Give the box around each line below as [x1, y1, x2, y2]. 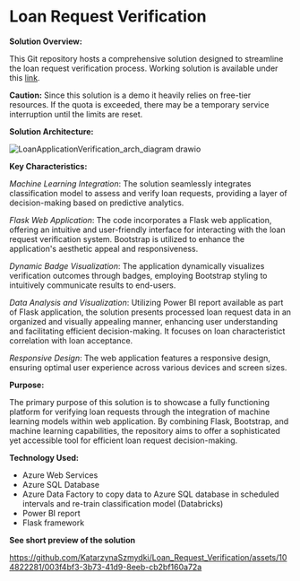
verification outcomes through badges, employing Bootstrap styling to [9, 270, 268, 281]
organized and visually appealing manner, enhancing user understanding [9, 316, 279, 326]
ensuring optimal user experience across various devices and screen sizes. [9, 361, 287, 373]
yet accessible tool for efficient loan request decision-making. [9, 435, 238, 446]
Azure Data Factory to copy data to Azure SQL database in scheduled [21, 489, 279, 499]
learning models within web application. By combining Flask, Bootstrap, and [9, 415, 289, 427]
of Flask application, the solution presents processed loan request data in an [9, 307, 292, 317]
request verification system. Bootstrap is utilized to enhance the [9, 233, 244, 244]
